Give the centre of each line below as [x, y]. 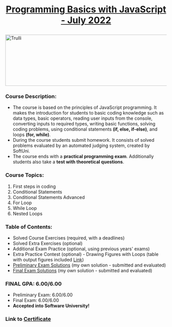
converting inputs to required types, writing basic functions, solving [84, 124]
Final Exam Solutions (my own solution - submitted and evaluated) [82, 271]
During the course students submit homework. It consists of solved [83, 140]
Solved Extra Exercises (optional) [48, 244]
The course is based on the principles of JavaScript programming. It [85, 107]
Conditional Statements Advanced [49, 197]
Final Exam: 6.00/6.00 [36, 300]
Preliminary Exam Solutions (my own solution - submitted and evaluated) [89, 265]
